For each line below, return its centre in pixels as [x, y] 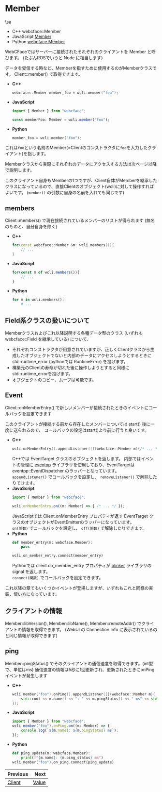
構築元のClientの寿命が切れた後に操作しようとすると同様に [71, 368]
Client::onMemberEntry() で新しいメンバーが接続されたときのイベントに [77, 407]
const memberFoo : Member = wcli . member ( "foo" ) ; [61, 119]
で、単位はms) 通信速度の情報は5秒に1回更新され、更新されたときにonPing [80, 669]
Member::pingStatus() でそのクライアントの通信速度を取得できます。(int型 [79, 663]
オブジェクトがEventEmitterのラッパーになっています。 [80, 522]
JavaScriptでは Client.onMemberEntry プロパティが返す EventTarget [80, 516]
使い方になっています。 [36, 594]
